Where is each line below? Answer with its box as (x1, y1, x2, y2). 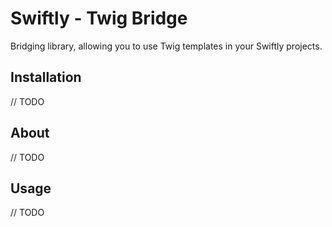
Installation (10, 69, 82, 86)
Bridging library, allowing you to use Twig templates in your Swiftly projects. (10, 40, 323, 52)
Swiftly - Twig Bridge (10, 7, 188, 30)
